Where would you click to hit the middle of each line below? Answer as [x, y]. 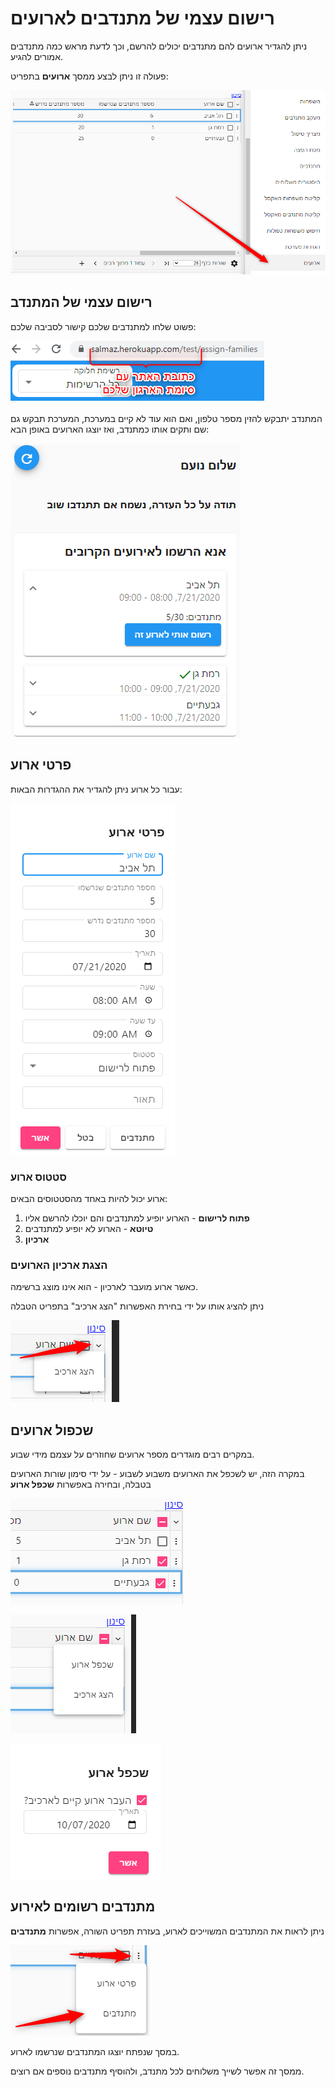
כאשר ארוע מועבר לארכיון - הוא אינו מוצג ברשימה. [104, 1287]
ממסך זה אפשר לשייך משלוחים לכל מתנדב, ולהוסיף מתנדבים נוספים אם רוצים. [157, 2071]
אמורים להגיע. [37, 56]
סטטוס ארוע [38, 1177]
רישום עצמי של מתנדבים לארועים [142, 18]
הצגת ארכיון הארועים [59, 1265]
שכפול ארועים [52, 1430]
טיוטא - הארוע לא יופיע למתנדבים [89, 1228]
